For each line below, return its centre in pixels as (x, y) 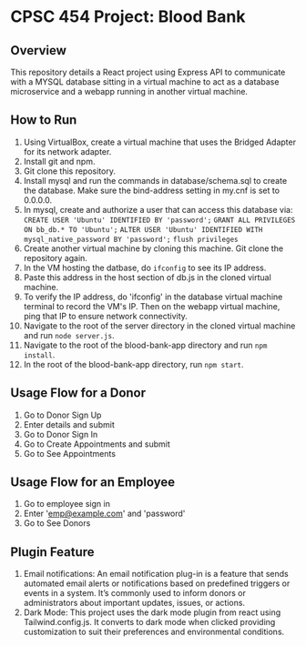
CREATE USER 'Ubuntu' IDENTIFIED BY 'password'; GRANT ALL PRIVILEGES (159, 220)
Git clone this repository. (70, 171)
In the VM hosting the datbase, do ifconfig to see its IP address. (145, 267)
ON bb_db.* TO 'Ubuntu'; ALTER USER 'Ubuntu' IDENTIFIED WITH (143, 229)
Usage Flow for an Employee (93, 483)
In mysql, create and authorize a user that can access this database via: (158, 209)
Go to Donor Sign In (61, 434)
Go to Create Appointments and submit (97, 444)
